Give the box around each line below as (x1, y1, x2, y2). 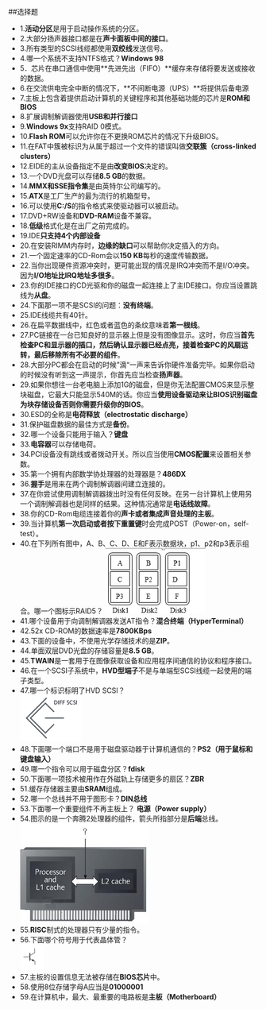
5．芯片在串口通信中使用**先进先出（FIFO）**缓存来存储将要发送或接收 (19, 64, 256, 73)
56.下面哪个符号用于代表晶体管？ (19, 935, 129, 944)
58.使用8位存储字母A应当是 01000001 (19, 982, 144, 992)
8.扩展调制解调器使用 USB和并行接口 (19, 112, 138, 121)
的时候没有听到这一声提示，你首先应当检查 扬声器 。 (19, 370, 187, 379)
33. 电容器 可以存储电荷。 (19, 439, 101, 449)
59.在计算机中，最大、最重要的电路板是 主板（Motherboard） (19, 992, 222, 1001)
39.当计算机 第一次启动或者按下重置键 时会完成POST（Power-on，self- (19, 519, 249, 528)
